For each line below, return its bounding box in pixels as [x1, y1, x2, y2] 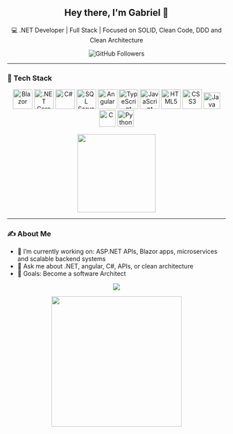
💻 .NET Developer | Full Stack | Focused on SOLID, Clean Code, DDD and [11, 26, 222, 34]
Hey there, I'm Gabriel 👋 [64, 7, 169, 19]
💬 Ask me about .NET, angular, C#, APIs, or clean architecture [17, 262, 194, 271]
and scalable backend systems [17, 255, 106, 263]
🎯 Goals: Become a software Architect [17, 269, 126, 278]
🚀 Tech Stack [7, 73, 53, 83]
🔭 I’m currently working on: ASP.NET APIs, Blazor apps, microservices [17, 248, 218, 256]
